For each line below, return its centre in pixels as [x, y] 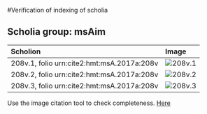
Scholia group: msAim [57, 32]
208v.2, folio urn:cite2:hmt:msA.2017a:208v [85, 74]
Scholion [26, 51]
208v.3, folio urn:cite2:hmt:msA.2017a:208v [85, 85]
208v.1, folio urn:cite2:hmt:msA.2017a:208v [85, 63]
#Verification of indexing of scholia [58, 10]
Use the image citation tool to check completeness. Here [89, 103]
